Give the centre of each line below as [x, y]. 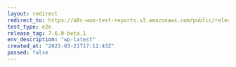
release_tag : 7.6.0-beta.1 [47, 33]
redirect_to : [26, 20]
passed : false [28, 53]
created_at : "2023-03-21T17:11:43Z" [61, 46]
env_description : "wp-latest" [52, 40]
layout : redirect [33, 14]
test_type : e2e [29, 27]
